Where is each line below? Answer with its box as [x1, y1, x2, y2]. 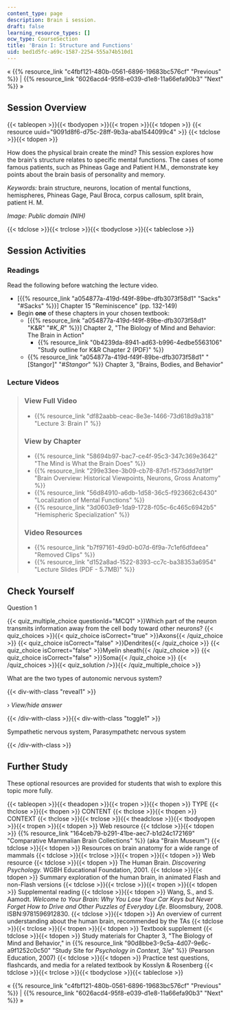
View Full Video [23, 396, 78, 406]
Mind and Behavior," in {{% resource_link [7, 938, 124, 947]
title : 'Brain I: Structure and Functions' [7, 42, 134, 49]
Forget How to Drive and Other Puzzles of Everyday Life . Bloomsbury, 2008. [7, 902, 223, 910]
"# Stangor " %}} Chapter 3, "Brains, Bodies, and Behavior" [58, 360, 224, 369]
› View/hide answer [7, 701, 62, 709]
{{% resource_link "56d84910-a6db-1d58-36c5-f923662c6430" [34, 488, 218, 497]
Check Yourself [7, 585, 75, 597]
